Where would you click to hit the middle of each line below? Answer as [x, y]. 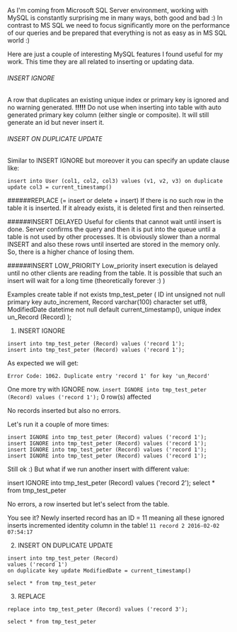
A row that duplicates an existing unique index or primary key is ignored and [118, 100]
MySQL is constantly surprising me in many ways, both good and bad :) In [115, 18]
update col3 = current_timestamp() [60, 187]
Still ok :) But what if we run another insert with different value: [98, 469]
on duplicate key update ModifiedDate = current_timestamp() [99, 571]
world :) [19, 40]
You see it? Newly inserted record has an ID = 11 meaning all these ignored [116, 518]
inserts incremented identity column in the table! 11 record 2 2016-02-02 [114, 526]
